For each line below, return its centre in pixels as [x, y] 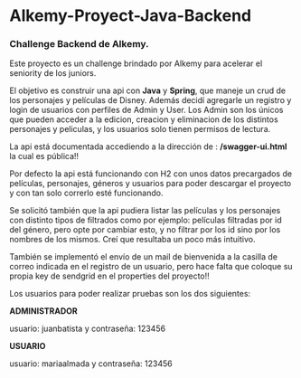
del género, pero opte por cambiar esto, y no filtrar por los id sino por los [145, 230]
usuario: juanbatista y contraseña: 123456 [87, 329]
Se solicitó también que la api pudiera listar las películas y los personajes [145, 211]
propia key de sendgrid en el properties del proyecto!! [109, 276]
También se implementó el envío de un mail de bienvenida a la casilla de [144, 257]
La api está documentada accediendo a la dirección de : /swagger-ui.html [148, 146]
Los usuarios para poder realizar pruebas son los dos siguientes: [130, 294]
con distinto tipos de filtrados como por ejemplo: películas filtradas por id [146, 220]
